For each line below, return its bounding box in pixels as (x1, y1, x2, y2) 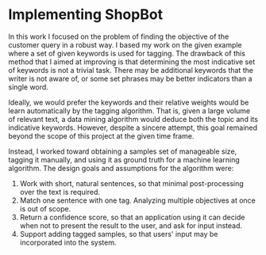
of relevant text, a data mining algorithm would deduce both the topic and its (8, 114, 258, 124)
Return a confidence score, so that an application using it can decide (19, 212, 245, 222)
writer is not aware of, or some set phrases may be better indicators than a (8, 74, 253, 83)
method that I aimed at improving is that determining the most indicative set (8, 57, 256, 67)
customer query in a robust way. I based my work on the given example (8, 40, 242, 49)
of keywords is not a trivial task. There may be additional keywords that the (8, 65, 254, 74)
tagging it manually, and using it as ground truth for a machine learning (8, 154, 240, 164)
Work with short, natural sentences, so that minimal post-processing (19, 178, 244, 188)
